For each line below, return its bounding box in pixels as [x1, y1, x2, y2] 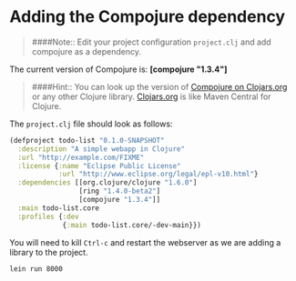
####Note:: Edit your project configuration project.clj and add [31, 36, 271, 47]
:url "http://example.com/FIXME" [17, 153, 145, 162]
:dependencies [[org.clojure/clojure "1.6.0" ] [17, 178, 198, 187]
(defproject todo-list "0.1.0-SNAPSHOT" [9, 135, 166, 145]
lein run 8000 [9, 264, 64, 274]
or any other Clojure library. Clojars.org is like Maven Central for [31, 91, 271, 102]
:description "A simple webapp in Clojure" [17, 144, 185, 154]
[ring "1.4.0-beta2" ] [78, 186, 161, 196]
